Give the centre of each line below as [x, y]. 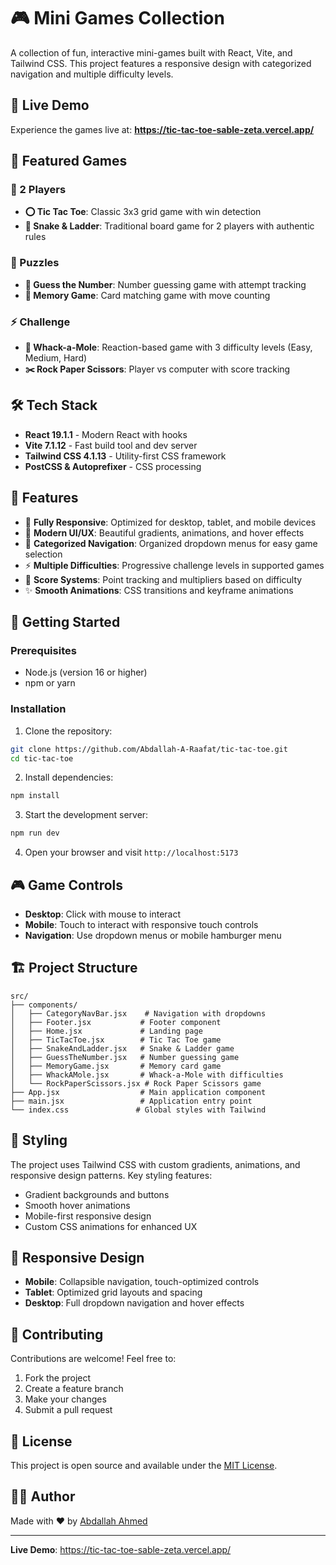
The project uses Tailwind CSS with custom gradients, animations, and [155, 1164]
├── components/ [44, 1005]
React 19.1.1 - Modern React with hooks [106, 434]
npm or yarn [50, 683]
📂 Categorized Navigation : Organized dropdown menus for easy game [171, 543]
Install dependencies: [69, 777]
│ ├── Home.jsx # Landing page [106, 1031]
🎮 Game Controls [67, 885]
